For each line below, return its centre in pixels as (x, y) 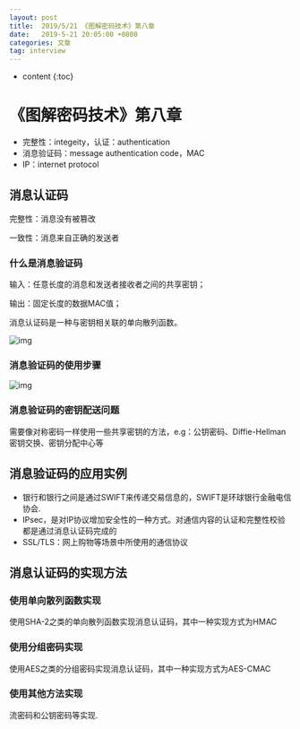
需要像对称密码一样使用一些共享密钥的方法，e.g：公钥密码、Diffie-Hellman (148, 431)
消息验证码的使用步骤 (55, 366)
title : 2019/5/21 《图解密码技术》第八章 (82, 26)
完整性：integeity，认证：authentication (96, 142)
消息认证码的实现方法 (68, 573)
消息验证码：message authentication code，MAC (113, 153)
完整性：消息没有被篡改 (52, 218)
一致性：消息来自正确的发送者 (64, 238)
